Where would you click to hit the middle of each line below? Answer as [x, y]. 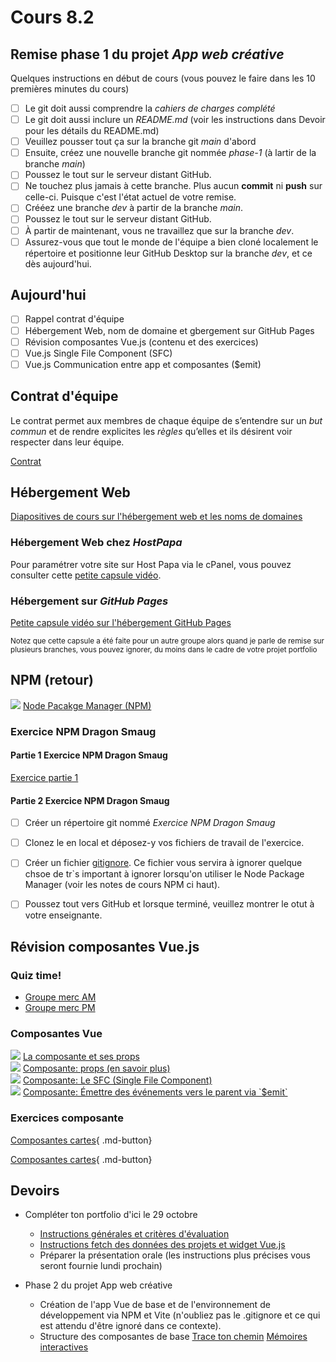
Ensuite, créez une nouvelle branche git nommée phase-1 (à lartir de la [170, 153]
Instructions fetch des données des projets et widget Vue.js [162, 1245]
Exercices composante [67, 1118]
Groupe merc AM [60, 997]
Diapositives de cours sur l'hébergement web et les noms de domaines [156, 517]
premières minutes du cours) [70, 89]
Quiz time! [36, 975]
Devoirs [35, 1191]
